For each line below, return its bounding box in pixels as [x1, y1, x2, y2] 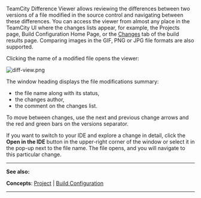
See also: [6, 168, 30, 175]
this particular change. [6, 151, 62, 158]
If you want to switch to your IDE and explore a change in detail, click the [6, 132, 185, 139]
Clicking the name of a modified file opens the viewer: [6, 55, 139, 62]
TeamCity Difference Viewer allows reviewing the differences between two [6, 5, 190, 12]
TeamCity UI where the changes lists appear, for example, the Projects [6, 24, 180, 31]
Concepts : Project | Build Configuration [6, 179, 103, 187]
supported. [6, 43, 33, 50]
